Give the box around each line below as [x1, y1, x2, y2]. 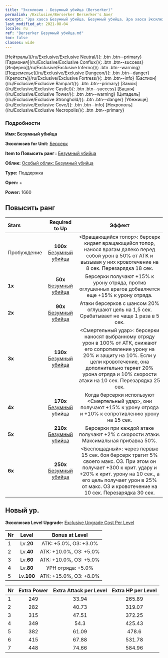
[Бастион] [135, 75, 156, 81]
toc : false [5, 36, 28, 41]
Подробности [5, 119, 40, 126]
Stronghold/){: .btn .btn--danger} [55, 96, 124, 102]
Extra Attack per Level [52, 587, 107, 594]
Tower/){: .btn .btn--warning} [55, 91, 116, 97]
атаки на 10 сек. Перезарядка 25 [78, 377, 160, 384]
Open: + [5, 180, 22, 186]
